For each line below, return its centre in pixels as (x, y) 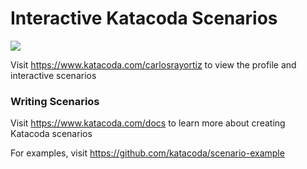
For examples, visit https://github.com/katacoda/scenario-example (147, 153)
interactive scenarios (53, 75)
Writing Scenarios (55, 101)
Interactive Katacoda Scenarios (144, 18)
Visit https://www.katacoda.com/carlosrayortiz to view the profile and (153, 64)
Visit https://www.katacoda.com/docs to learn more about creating (148, 123)
